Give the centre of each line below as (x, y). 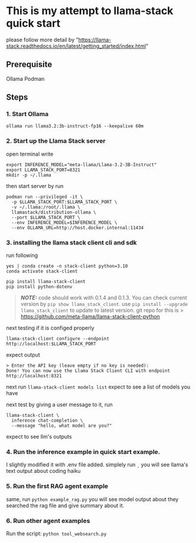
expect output (23, 355)
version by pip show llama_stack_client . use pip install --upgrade (104, 304)
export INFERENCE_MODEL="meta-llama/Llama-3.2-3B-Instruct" (82, 164)
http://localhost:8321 (34, 376)
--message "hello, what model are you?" (62, 426)
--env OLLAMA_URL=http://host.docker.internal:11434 (78, 228)
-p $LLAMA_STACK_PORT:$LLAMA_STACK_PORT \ (64, 202)
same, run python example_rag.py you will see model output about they (92, 499)
